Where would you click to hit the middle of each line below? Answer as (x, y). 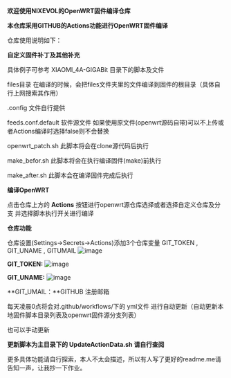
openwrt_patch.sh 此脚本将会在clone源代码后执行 (78, 146)
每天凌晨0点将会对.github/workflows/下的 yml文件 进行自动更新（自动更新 (112, 306)
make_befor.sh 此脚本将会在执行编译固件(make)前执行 (84, 161)
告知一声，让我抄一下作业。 (47, 368)
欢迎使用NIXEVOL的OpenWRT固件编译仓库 (69, 11)
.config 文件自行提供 (36, 108)
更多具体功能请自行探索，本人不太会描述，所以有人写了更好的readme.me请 (114, 359)
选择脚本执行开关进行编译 (57, 213)
